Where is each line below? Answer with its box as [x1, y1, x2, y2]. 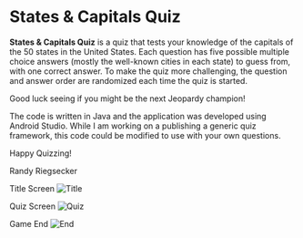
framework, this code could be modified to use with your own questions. [9, 129, 281, 140]
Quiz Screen [9, 201, 56, 212]
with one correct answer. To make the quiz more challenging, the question [9, 66, 288, 77]
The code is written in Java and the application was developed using [9, 110, 267, 121]
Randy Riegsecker [9, 165, 78, 176]
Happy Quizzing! [9, 148, 73, 159]
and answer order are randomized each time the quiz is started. [9, 75, 248, 86]
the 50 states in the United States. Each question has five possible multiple [9, 46, 289, 57]
